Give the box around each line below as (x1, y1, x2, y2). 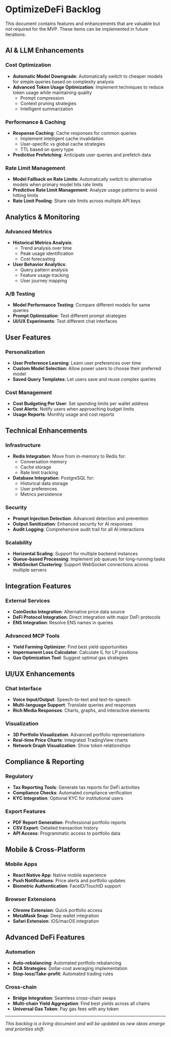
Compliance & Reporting (5, 757, 84, 766)
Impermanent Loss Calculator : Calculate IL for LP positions (12, 649, 138, 655)
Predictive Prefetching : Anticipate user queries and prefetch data (12, 152, 151, 158)
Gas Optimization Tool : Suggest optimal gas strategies (12, 655, 128, 661)
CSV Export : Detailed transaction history (12, 825, 98, 831)
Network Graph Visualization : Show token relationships (12, 742, 131, 749)
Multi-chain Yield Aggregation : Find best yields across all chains (12, 1000, 150, 1007)
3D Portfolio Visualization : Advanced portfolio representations (12, 732, 145, 738)
